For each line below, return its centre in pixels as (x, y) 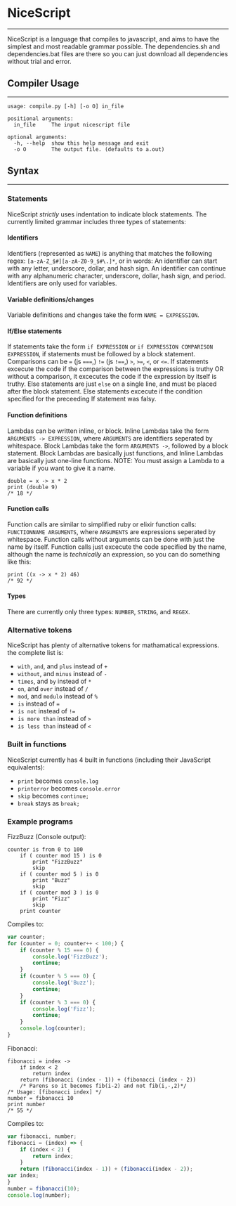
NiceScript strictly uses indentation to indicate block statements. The (107, 214)
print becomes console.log (58, 781)
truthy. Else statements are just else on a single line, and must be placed (112, 384)
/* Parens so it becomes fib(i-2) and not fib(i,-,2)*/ (104, 1086)
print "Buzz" (52, 880)
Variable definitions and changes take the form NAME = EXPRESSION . (104, 315)
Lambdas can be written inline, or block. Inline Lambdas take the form (108, 431)
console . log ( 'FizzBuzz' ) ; (71, 957)
